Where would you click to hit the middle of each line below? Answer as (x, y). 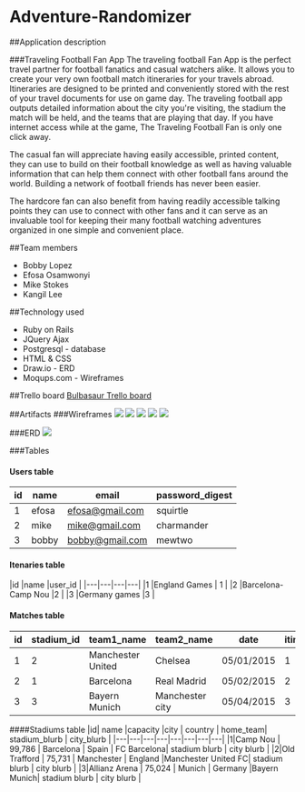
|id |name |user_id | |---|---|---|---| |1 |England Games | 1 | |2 (123, 585)
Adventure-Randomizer (101, 17)
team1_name (118, 639)
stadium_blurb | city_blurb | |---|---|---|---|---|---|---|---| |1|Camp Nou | (145, 739)
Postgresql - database (64, 348)
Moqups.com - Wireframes (73, 377)
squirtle (172, 511)
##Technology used (47, 312)
